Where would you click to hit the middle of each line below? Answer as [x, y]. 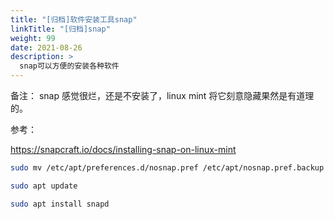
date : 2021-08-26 [46, 47]
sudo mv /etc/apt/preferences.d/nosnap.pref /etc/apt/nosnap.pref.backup [167, 168]
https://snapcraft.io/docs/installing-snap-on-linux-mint [123, 149]
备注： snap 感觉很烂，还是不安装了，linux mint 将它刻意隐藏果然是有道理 [162, 95]
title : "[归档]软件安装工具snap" [74, 19]
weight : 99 [33, 38]
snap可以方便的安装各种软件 [69, 66]
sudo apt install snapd [60, 204]
